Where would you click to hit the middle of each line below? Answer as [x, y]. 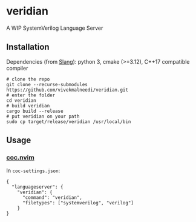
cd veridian [21, 100]
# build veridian [28, 106]
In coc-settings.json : [33, 170]
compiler [17, 68]
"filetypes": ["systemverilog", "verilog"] [78, 203]
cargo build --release [35, 111]
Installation [28, 47]
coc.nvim [20, 158]
